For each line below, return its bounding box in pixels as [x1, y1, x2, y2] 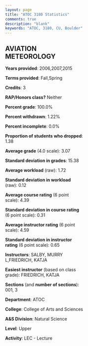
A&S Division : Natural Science [5, 316, 68, 322]
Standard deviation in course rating [5, 206, 80, 212]
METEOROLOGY [5, 52, 56, 60]
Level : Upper [5, 325, 32, 332]
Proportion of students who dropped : [5, 133, 83, 139]
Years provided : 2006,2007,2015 [5, 65, 73, 71]
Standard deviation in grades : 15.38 [5, 158, 79, 164]
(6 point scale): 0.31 [5, 212, 45, 218]
